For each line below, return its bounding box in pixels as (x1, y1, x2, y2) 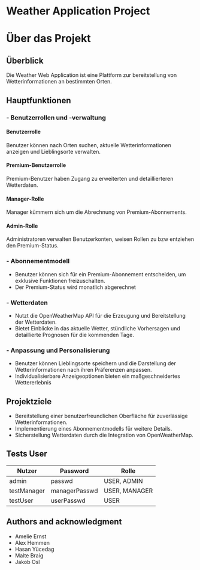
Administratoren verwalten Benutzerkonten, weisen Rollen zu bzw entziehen (6, 235, 195, 243)
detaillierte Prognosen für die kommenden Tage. (14, 331, 135, 338)
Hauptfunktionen (6, 95, 71, 106)
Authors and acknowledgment (6, 517, 122, 527)
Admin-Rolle (6, 222, 38, 229)
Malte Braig (14, 551, 44, 559)
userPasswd (50, 496, 86, 505)
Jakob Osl (14, 558, 40, 565)
